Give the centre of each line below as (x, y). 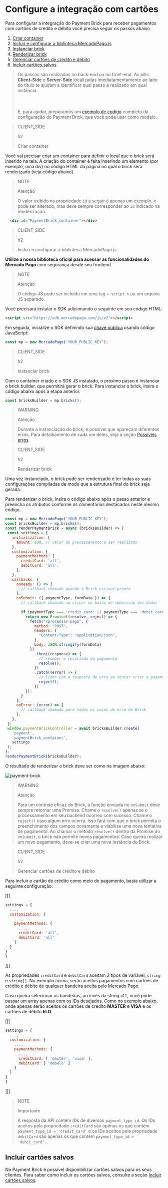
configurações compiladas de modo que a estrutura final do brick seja (77, 484)
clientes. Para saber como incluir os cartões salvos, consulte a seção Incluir (83, 1174)
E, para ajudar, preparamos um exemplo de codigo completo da (83, 112)
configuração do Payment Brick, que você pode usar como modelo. (87, 117)
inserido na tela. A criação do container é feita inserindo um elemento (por (82, 161)
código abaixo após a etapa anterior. (43, 391)
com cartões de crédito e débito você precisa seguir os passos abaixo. (78, 28)
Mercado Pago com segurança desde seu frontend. (59, 264)
